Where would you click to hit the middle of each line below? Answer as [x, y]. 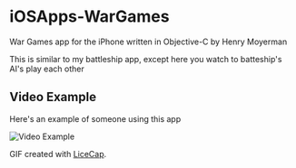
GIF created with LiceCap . [58, 154]
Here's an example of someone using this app [95, 118]
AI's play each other [47, 69]
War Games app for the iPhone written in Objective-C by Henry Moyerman [148, 42]
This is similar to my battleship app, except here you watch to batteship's [146, 59]
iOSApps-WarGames [89, 17]
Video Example [53, 97]
